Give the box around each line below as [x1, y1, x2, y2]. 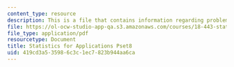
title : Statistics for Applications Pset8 [7, 43, 132, 50]
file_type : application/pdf [7, 29, 89, 37]
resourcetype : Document [7, 36, 77, 43]
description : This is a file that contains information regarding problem [7, 17, 229, 24]
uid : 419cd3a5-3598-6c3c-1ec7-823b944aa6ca [7, 50, 136, 57]
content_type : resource [7, 10, 77, 17]
